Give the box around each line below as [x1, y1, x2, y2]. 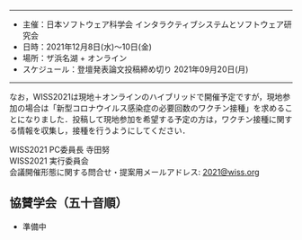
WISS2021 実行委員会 [9, 156, 90, 166]
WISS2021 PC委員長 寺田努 [9, 145, 111, 155]
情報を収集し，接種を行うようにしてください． [16, 125, 191, 136]
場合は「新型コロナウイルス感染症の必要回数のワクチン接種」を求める [24, 102, 285, 113]
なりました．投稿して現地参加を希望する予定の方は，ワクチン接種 [24, 114, 270, 124]
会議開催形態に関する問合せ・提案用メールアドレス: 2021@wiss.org [9, 167, 260, 177]
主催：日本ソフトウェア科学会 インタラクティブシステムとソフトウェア [22, 19, 285, 30]
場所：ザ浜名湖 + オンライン [22, 53, 128, 63]
